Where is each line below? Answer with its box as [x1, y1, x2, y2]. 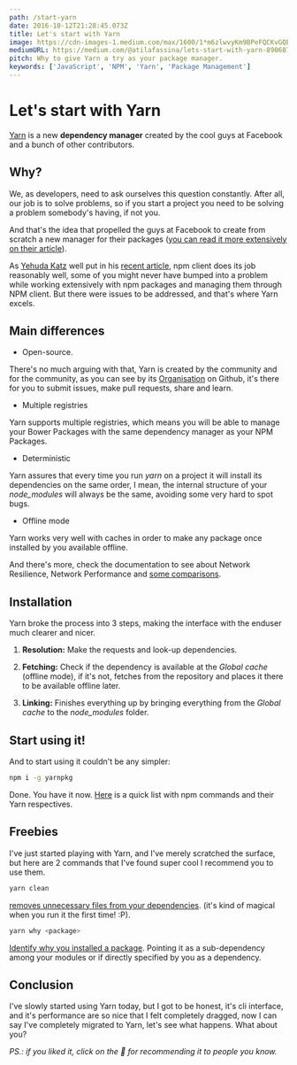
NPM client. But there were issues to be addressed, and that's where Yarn [9, 289, 278, 299]
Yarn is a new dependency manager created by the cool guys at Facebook [9, 129, 283, 140]
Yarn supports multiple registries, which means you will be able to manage [9, 417, 280, 428]
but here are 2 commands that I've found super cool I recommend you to [9, 857, 274, 868]
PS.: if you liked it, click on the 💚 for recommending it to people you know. [9, 1046, 278, 1057]
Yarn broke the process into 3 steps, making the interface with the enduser [9, 618, 282, 629]
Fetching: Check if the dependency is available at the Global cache [21, 661, 268, 673]
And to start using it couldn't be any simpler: [9, 756, 171, 767]
